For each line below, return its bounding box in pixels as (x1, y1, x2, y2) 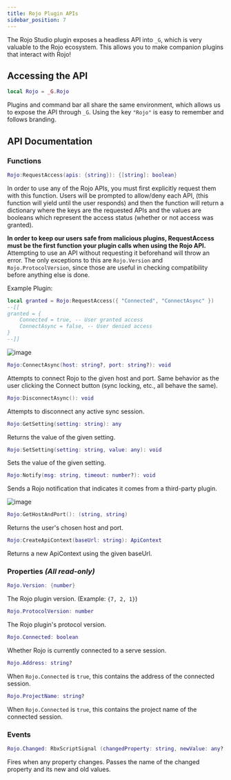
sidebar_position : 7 (7, 17, 67, 23)
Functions (7, 156, 41, 165)
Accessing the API (7, 70, 88, 81)
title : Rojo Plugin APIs (7, 10, 79, 17)
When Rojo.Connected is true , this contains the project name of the (7, 705, 197, 713)
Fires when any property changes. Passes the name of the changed (7, 757, 200, 766)
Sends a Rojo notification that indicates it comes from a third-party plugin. (7, 484, 217, 493)
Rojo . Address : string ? (7, 659, 72, 666)
